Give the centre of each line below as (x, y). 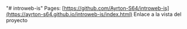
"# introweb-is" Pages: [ (35, 8)
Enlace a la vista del (157, 14)
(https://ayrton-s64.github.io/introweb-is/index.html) (69, 14)
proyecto (17, 20)
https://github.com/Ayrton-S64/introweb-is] (117, 8)
